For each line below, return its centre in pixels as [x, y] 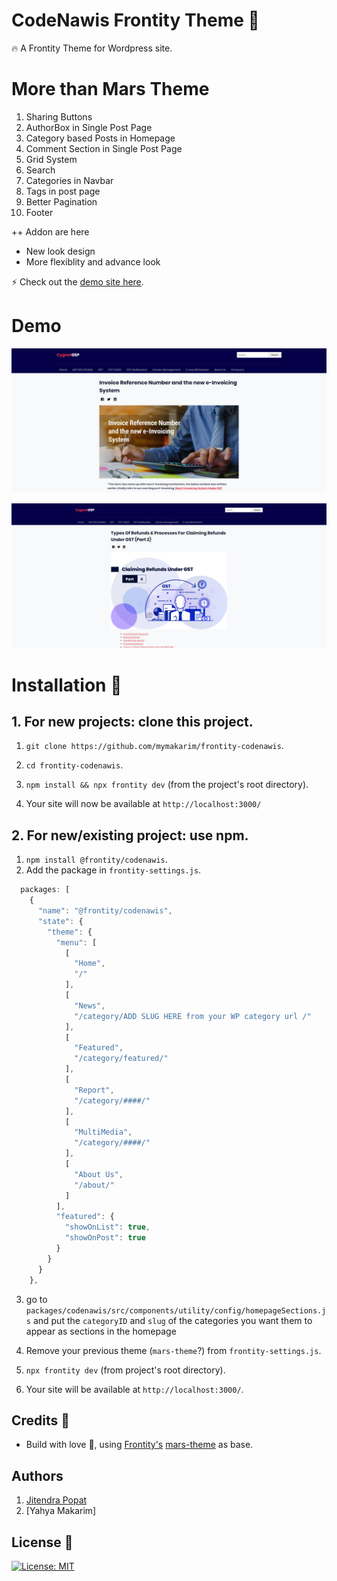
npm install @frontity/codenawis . [96, 860]
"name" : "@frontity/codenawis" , [105, 911]
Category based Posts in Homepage [100, 138]
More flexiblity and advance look [93, 261]
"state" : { [60, 921]
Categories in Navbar [69, 180]
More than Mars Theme [110, 89]
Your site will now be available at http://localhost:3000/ [143, 804]
